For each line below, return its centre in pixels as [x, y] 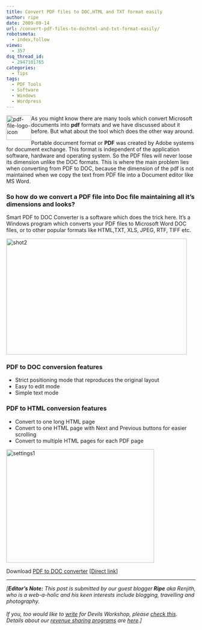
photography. [23, 601]
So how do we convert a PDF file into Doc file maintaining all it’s [100, 197]
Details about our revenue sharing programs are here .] [74, 620]
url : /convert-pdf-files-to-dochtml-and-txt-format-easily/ [83, 29]
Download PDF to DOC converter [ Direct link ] [62, 571]
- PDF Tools [27, 85]
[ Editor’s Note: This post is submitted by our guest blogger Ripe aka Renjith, [101, 588]
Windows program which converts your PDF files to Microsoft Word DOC [96, 224]
